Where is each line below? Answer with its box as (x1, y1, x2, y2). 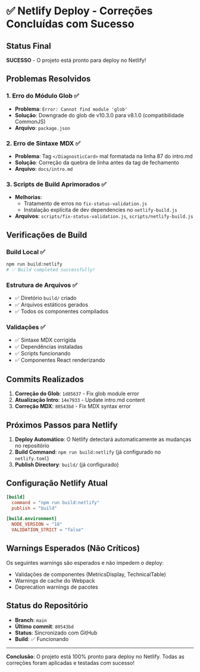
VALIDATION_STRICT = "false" (11, 527, 84, 533)
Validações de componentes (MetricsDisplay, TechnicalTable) (14, 570, 167, 578)
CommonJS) (14, 118, 46, 125)
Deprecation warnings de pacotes (14, 583, 98, 590)
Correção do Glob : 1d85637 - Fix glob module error (14, 390, 139, 397)
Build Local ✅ (6, 248, 46, 256)
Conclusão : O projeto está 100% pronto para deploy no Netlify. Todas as (6, 653, 185, 660)
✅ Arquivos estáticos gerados (14, 301, 88, 308)
